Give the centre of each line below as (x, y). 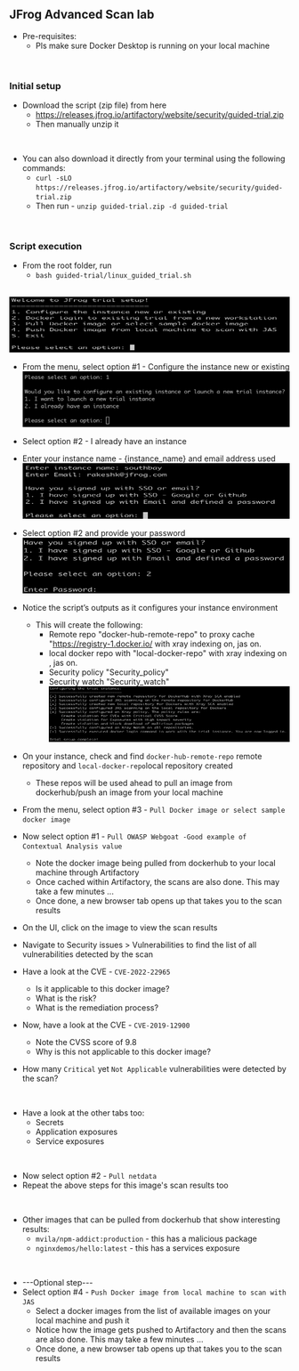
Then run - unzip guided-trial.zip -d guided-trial (132, 206)
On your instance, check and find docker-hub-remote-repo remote (142, 757)
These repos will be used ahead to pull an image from (134, 783)
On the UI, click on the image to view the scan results (120, 928)
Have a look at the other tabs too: (83, 1113)
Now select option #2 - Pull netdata (89, 1176)
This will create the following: (89, 625)
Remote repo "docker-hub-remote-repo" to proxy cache (152, 635)
